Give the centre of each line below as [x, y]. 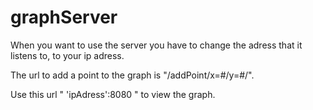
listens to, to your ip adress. [67, 55]
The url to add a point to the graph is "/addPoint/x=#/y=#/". [132, 75]
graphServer [64, 17]
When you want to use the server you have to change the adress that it [156, 45]
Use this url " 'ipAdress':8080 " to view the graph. [113, 94]
